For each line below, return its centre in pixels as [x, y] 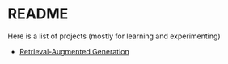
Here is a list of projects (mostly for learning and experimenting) [114, 36]
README [38, 14]
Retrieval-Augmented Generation [74, 51]
